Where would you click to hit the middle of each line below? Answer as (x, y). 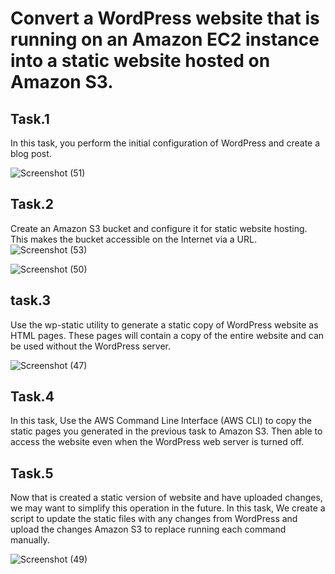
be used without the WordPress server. (91, 346)
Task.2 (32, 204)
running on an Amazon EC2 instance (165, 39)
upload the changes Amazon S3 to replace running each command (148, 529)
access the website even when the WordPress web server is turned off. (157, 442)
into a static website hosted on (140, 61)
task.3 (31, 300)
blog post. (31, 153)
